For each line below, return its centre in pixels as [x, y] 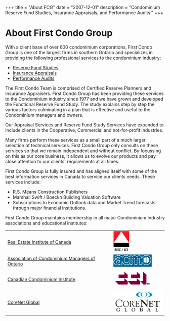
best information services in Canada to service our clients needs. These [80, 176]
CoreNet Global [24, 302]
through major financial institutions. [49, 208]
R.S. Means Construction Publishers [50, 192]
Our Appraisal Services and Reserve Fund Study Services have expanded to [84, 125]
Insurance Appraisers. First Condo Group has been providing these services [84, 94]
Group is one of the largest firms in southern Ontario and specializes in [79, 52]
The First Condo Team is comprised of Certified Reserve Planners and [78, 88]
